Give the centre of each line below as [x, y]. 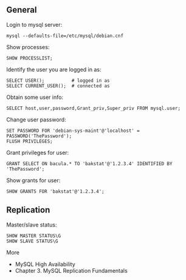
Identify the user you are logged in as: [54, 69]
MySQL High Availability [45, 264]
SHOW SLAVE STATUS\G [33, 241]
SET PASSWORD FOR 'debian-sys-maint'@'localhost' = [73, 131]
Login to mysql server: [34, 24]
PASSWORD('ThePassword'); [39, 136]
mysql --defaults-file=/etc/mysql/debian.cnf [65, 36]
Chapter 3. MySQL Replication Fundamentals [71, 270]
